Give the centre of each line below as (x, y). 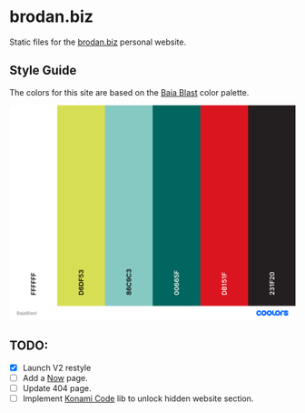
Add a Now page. (55, 378)
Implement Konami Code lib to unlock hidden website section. (138, 398)
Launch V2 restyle (57, 368)
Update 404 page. (57, 388)
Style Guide (43, 71)
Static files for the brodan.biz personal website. (98, 42)
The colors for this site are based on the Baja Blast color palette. (129, 92)
